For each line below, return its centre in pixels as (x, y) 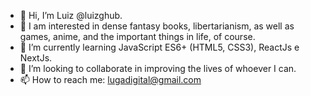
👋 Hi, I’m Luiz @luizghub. (71, 15)
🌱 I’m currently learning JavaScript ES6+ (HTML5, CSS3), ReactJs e (159, 47)
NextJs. (36, 58)
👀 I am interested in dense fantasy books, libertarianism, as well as (157, 26)
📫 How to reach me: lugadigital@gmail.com (110, 79)
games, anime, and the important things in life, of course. (137, 36)
